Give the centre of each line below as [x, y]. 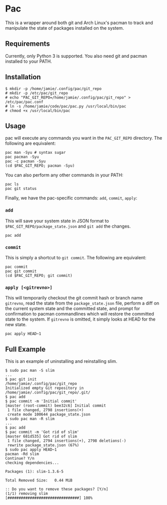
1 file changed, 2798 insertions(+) [45, 410]
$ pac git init [21, 379]
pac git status [21, 189]
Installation [23, 77]
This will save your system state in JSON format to [57, 221]
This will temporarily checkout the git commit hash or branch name [74, 298]
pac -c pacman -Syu [25, 161]
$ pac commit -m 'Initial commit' [41, 401]
